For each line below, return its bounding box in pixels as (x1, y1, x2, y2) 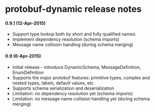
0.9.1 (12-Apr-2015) (5, 20, 46, 26)
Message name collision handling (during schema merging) (12, 42, 134, 48)
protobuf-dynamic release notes (5, 3, 142, 15)
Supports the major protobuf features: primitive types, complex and (12, 74, 150, 80)
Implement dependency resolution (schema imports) (12, 36, 120, 43)
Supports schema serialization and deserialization (12, 85, 114, 91)
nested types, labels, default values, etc (12, 80, 94, 86)
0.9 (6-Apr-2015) (5, 53, 41, 59)
